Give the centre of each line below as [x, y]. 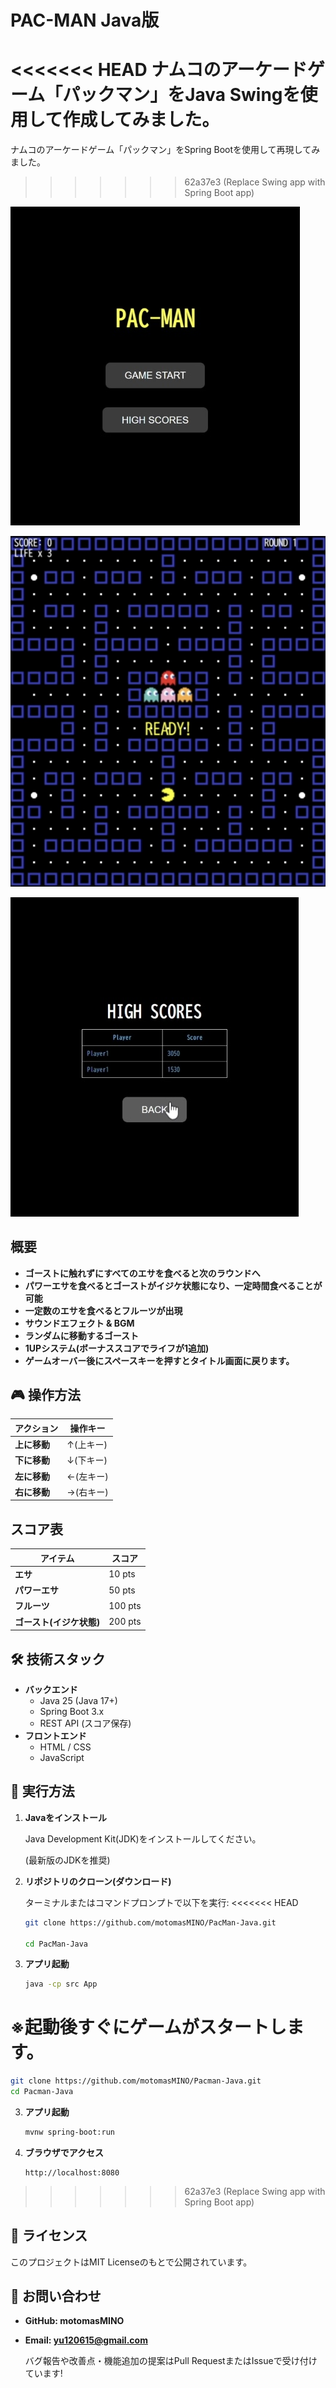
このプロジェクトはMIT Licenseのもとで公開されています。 [131, 2262]
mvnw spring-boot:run [69, 2132]
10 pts [122, 1574]
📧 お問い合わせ [56, 2296]
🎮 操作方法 [45, 1394]
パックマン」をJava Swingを [181, 95]
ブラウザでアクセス [64, 2152]
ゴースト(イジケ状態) [57, 1622]
